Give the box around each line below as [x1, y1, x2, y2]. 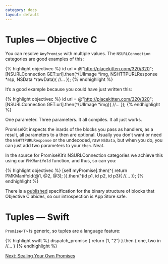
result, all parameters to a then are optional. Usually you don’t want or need [5, 132, 162, 138]
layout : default [5, 12, 39, 17]
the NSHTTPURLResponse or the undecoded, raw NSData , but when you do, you [5, 137, 163, 143]
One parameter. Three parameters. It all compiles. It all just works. [5, 117, 142, 123]
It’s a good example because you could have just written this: [5, 86, 132, 93]
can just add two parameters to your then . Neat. [5, 143, 105, 149]
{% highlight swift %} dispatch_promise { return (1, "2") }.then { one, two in [5, 238, 161, 244]
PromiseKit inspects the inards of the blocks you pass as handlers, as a [5, 126, 153, 133]
